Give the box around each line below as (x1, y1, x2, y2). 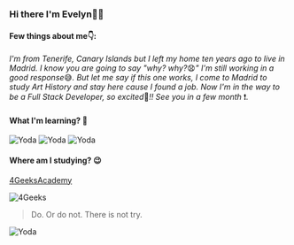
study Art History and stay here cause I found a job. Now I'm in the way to (9, 81, 281, 92)
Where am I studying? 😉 (9, 155, 102, 165)
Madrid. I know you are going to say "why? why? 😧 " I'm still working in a (9, 63, 275, 73)
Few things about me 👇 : (9, 30, 97, 41)
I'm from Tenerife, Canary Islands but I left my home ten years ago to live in (9, 53, 285, 65)
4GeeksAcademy (9, 174, 73, 185)
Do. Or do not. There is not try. (30, 209, 143, 219)
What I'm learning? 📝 (9, 115, 89, 126)
